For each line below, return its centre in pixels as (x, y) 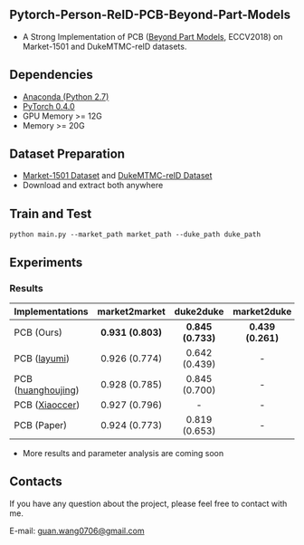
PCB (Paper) (41, 425)
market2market (131, 311)
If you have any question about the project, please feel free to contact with (148, 503)
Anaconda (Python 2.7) (66, 96)
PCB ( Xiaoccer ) (47, 405)
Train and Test (51, 213)
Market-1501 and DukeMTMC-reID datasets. (104, 46)
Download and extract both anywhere (93, 186)
